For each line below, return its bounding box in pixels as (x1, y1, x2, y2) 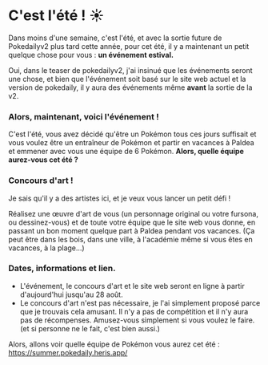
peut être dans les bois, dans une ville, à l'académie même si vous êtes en (8, 234, 254, 244)
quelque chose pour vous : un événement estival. (8, 50, 174, 59)
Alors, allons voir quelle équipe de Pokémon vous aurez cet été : (8, 339, 220, 349)
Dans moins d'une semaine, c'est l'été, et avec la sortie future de (8, 33, 222, 43)
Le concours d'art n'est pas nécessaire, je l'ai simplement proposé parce (19, 298, 261, 307)
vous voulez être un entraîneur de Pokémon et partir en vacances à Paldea (8, 138, 254, 148)
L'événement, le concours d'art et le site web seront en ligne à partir (19, 281, 246, 290)
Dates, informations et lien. (8, 263, 116, 274)
